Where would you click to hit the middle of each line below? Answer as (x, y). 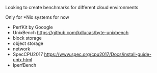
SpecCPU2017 (28, 54)
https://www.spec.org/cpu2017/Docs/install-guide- (98, 54)
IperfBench (24, 65)
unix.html (22, 60)
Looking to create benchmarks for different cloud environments (72, 7)
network (21, 49)
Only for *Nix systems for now (37, 17)
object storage (28, 43)
